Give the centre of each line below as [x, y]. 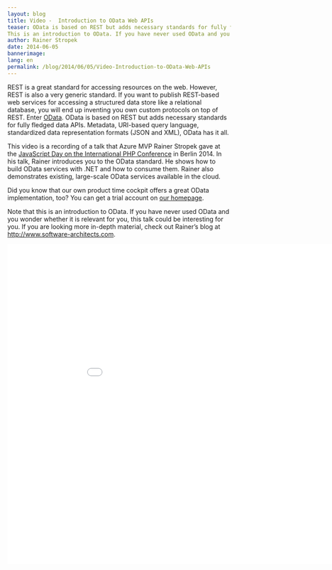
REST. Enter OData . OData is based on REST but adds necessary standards [117, 117]
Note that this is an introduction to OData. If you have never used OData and [118, 211]
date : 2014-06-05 [33, 47]
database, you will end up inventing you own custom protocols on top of [113, 109]
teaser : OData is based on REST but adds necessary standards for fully [117, 27]
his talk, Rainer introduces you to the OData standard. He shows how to [112, 161]
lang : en [20, 60]
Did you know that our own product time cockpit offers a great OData [108, 190]
